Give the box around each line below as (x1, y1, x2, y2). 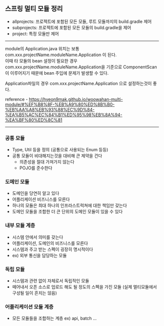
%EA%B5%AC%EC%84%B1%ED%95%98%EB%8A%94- (5, 112, 123, 118)
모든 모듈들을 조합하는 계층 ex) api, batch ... (12, 315, 97, 321)
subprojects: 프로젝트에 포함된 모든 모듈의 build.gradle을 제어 (12, 24, 132, 30)
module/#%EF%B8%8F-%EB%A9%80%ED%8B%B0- (5, 102, 115, 107)
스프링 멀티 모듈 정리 (5, 4, 63, 13)
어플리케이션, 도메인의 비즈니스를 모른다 (12, 240, 88, 246)
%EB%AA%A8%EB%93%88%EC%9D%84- (5, 106, 95, 112)
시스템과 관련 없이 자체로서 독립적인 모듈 (12, 278, 89, 284)
